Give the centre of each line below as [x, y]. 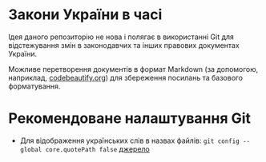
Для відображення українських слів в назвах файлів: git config [130, 140]
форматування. [34, 86]
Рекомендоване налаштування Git [129, 119]
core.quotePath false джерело [97, 148]
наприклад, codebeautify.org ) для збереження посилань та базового [125, 77]
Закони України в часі [85, 15]
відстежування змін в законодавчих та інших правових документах [124, 45]
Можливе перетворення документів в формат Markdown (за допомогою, [133, 69]
